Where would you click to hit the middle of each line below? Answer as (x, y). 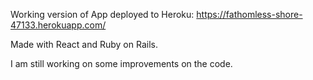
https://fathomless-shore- (249, 14)
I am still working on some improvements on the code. (121, 63)
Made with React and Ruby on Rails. (84, 44)
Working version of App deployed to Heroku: (102, 14)
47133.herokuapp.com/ (58, 25)
